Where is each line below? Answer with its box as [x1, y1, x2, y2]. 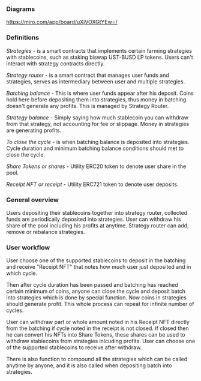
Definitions [6, 34, 40, 42]
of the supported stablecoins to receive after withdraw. [6, 344, 142, 351]
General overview [6, 196, 59, 204]
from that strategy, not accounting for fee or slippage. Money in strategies [6, 120, 190, 127]
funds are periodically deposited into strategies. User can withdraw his [6, 215, 181, 223]
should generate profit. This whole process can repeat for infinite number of [6, 301, 194, 308]
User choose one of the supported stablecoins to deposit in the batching [6, 257, 186, 264]
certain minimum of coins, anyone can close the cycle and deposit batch [6, 287, 186, 295]
